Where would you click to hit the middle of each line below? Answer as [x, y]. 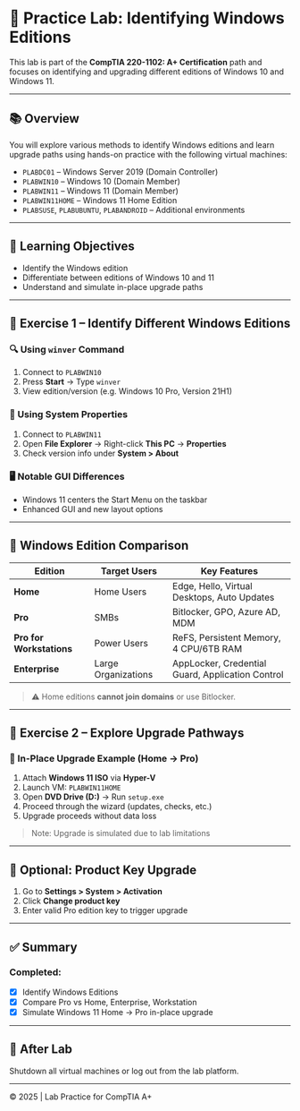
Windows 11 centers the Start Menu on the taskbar [115, 500]
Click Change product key [71, 901]
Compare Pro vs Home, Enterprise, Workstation [109, 1002]
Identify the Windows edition [75, 268]
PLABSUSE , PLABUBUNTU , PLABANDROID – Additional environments [133, 209]
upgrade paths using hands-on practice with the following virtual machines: [148, 154]
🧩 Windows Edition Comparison [99, 546]
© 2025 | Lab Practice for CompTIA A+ [81, 1097]
